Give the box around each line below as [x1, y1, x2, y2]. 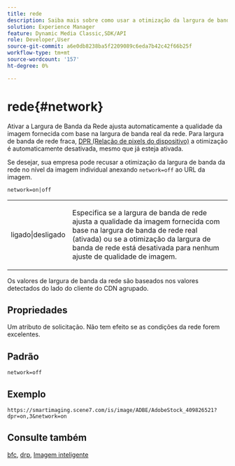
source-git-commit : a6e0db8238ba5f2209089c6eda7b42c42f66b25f [7, 43, 192, 50]
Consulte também [7, 432, 87, 444]
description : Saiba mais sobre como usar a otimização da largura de [7, 17, 215, 24]
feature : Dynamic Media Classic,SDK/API [7, 29, 127, 37]
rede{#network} [7, 99, 104, 114]
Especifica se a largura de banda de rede [72, 207, 208, 217]
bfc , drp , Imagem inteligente [7, 450, 89, 459]
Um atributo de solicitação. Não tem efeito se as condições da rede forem [7, 323, 220, 331]
